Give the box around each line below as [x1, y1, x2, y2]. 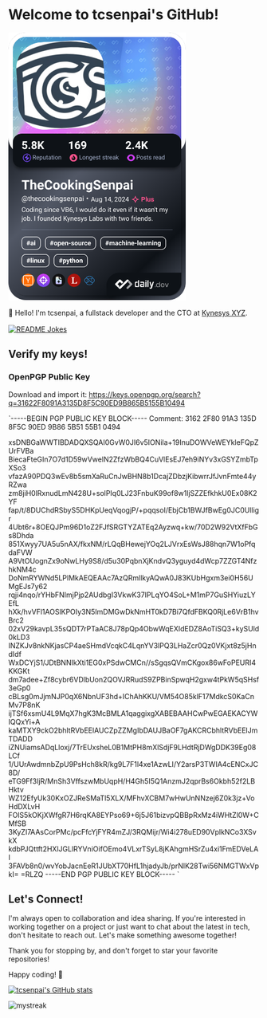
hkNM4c [8, 564, 37, 574]
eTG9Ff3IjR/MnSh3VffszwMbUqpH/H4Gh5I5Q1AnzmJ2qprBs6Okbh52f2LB [8, 776, 256, 786]
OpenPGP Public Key [8, 371, 91, 383]
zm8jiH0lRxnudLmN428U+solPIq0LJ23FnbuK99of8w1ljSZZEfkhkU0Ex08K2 [8, 488, 257, 497]
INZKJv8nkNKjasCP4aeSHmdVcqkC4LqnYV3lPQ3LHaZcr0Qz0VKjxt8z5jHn [8, 640, 257, 650]
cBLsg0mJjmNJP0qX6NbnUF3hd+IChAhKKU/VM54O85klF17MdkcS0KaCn [8, 691, 255, 701]
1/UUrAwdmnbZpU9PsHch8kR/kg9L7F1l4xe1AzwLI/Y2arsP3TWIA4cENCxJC [8, 759, 259, 768]
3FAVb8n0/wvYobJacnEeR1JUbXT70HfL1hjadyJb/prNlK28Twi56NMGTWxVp [8, 861, 259, 871]
